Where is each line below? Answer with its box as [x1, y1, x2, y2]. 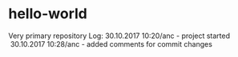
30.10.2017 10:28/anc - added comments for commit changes [10, 39, 212, 48]
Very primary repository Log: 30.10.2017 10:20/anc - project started [8, 31, 231, 40]
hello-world [8, 5, 88, 23]
